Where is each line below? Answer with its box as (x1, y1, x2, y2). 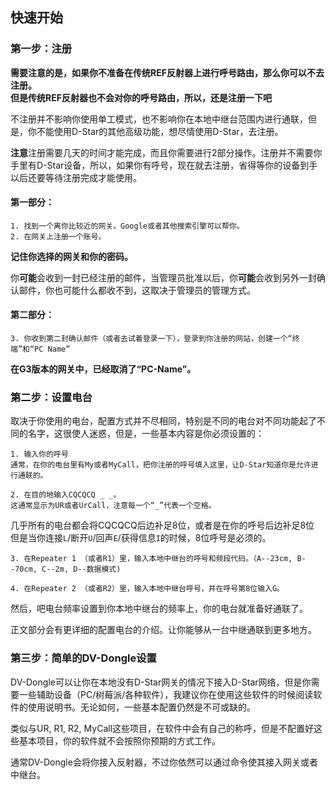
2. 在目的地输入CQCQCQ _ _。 (10, 490, 122, 500)
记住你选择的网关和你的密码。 (10, 250, 133, 262)
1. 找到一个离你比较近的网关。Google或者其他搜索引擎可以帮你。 (10, 221, 245, 231)
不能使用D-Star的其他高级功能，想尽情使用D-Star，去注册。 (36, 125, 284, 137)
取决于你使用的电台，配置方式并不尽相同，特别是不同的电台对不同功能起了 (10, 415, 317, 427)
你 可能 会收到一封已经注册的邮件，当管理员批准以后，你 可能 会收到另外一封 (10, 271, 317, 283)
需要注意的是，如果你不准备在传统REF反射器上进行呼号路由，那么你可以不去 (10, 66, 325, 78)
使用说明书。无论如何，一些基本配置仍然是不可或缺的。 (27, 701, 256, 713)
